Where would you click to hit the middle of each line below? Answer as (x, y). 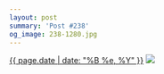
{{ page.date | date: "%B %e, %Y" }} (77, 61)
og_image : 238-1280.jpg (53, 34)
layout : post (33, 17)
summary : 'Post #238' (49, 26)
